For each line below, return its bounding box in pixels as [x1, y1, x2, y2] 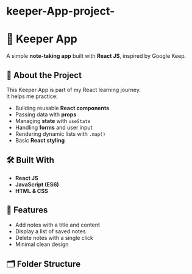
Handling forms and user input [15, 124, 93, 131]
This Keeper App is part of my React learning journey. [6, 86, 141, 93]
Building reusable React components [15, 104, 110, 111]
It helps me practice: [6, 93, 58, 100]
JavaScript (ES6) [15, 181, 59, 188]
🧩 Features [6, 205, 48, 216]
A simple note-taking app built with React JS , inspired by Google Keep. [6, 52, 187, 60]
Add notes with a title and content [15, 221, 101, 228]
